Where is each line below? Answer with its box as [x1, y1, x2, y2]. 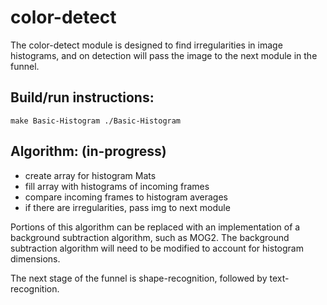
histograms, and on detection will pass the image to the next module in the [10, 49, 318, 61]
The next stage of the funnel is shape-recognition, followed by [10, 272, 268, 284]
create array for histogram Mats [24, 169, 157, 181]
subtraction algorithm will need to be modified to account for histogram [10, 242, 304, 254]
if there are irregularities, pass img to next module [24, 201, 231, 213]
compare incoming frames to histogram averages [24, 191, 229, 203]
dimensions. [10, 252, 61, 265]
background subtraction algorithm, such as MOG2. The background [10, 231, 290, 243]
